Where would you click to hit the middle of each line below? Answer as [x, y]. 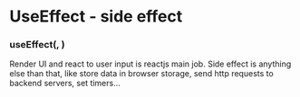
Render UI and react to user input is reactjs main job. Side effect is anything [150, 64]
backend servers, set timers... [65, 84]
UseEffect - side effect [96, 17]
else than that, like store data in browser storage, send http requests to [141, 74]
